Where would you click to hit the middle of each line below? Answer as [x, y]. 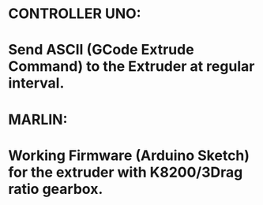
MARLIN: [38, 119]
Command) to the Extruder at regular [131, 67]
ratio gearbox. [56, 189]
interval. [36, 83]
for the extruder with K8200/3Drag [126, 172]
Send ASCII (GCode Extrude [101, 50]
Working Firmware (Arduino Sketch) [129, 155]
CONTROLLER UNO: [75, 14]
